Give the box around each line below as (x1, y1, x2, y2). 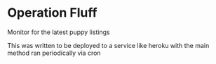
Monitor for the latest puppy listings (7, 28, 110, 36)
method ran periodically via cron (7, 49, 101, 57)
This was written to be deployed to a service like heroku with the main (7, 41, 210, 49)
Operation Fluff (7, 5, 97, 21)
